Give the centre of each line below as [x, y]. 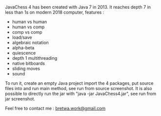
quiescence [24, 53]
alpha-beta [23, 48]
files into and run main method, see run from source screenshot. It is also [79, 88]
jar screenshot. [20, 99]
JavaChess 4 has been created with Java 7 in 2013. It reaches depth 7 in [78, 7]
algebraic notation [30, 43]
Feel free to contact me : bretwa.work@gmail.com [55, 108]
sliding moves [26, 69]
